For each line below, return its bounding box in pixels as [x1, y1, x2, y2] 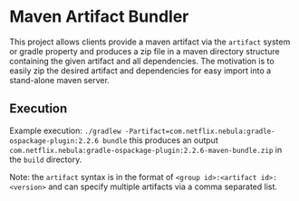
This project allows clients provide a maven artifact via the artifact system [9, 36, 291, 47]
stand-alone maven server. [9, 74, 111, 85]
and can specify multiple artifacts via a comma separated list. [48, 181, 278, 192]
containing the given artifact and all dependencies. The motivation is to [9, 55, 275, 66]
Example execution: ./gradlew [9, 125, 121, 136]
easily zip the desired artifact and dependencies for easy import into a [9, 65, 272, 76]
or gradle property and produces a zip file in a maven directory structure [9, 45, 280, 56]
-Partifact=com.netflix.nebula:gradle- [125, 127, 275, 136]
